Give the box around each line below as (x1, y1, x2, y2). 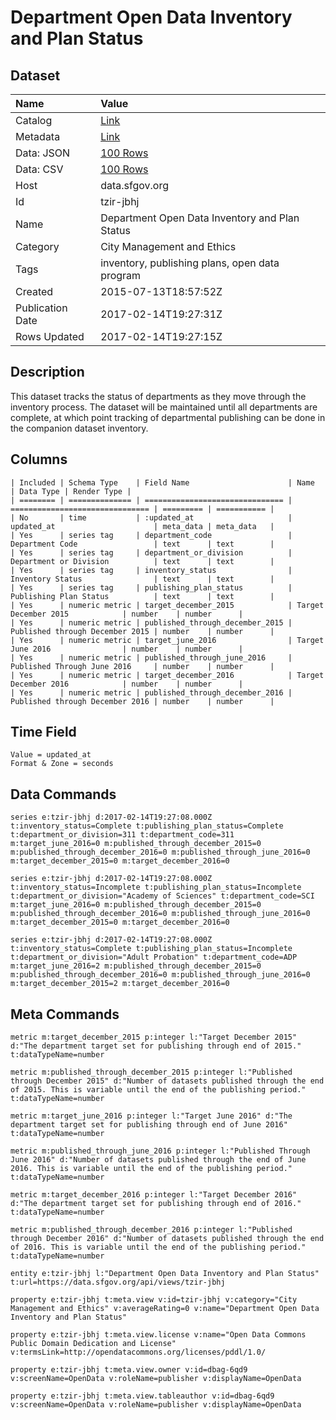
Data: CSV (15, 162, 64, 176)
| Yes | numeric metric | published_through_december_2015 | (10, 617, 293, 628)
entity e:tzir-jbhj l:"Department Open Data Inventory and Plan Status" (10, 1269, 320, 1279)
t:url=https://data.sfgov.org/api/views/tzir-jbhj (10, 1277, 226, 1288)
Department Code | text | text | (10, 539, 275, 549)
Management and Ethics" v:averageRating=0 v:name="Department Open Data (10, 1304, 320, 1314)
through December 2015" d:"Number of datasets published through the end (10, 1076, 325, 1086)
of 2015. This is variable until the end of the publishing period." (10, 1085, 307, 1095)
